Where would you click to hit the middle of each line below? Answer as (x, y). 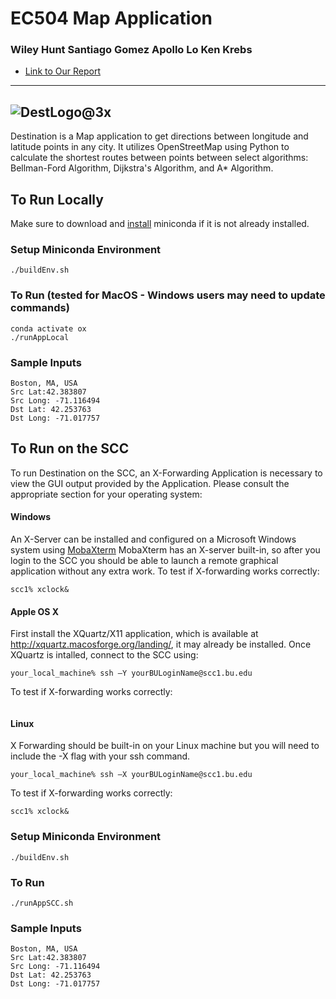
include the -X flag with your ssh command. (100, 756)
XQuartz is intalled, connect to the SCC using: (104, 655)
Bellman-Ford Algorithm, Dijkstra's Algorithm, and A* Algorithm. (142, 168)
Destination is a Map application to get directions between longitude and (159, 136)
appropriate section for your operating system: (106, 494)
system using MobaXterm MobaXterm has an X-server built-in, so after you (165, 550)
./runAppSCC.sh (42, 903)
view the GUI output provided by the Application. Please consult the (150, 483)
